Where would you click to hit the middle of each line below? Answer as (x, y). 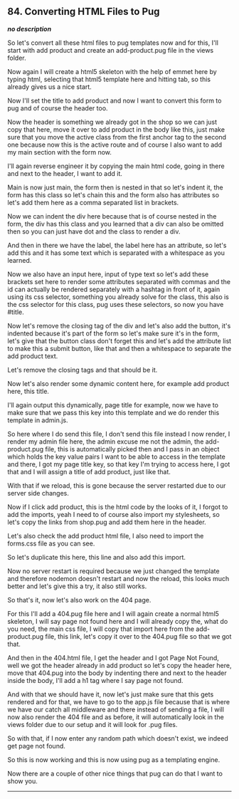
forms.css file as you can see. (51, 543)
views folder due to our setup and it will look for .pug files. (92, 724)
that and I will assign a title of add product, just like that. (89, 471)
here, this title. (28, 391)
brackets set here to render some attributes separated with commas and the (119, 281)
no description (30, 28)
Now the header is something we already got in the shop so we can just (112, 122)
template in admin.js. (38, 420)
